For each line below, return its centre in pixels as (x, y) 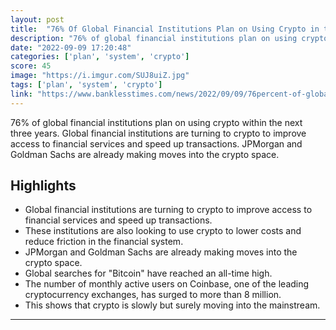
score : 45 (31, 66)
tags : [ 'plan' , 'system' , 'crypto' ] (86, 85)
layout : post (37, 19)
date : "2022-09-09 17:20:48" (71, 47)
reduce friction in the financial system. (104, 242)
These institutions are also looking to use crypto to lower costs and (163, 231)
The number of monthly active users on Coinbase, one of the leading (167, 284)
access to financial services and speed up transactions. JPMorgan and (156, 143)
